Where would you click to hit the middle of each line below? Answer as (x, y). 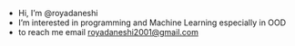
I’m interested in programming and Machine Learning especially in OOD (152, 23)
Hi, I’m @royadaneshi (58, 13)
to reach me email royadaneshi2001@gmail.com (108, 32)
